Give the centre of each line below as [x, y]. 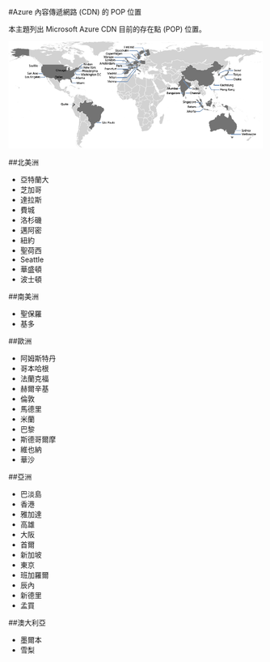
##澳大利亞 [27, 622]
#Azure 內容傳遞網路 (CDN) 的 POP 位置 [75, 12]
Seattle [32, 259]
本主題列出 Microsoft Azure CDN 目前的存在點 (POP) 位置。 [107, 29]
